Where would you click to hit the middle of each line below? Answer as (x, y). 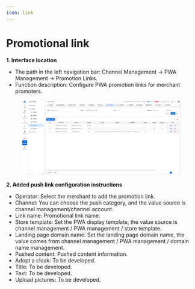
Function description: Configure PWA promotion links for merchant (97, 84)
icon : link (20, 13)
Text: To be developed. (43, 273)
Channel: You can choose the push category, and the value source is (100, 203)
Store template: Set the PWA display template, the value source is (96, 222)
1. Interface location (32, 60)
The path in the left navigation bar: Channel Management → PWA (95, 72)
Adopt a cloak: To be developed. (55, 261)
